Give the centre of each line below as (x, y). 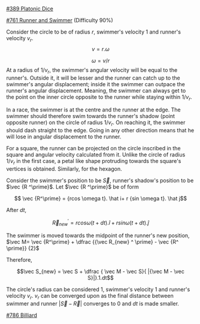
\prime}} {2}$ (23, 249)
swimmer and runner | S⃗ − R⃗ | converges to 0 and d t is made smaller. (93, 304)
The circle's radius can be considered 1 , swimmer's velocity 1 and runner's (98, 289)
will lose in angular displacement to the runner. (64, 137)
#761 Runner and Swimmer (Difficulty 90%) (60, 20)
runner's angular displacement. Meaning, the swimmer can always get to (96, 90)
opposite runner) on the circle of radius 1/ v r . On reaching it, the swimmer (96, 123)
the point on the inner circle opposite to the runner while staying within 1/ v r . (99, 97)
